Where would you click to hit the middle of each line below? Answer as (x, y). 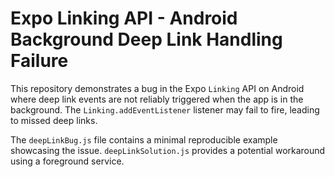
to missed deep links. (54, 120)
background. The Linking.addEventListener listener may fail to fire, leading (165, 109)
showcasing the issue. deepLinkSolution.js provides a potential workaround (168, 150)
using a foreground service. (67, 161)
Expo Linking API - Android (124, 18)
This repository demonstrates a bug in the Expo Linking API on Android (157, 88)
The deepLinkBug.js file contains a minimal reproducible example (144, 139)
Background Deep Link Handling (146, 39)
